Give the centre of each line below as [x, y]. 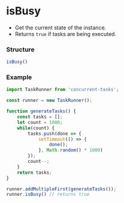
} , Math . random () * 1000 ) [70, 150]
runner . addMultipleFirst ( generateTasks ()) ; [61, 189]
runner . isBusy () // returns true [48, 195]
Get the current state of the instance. [61, 28]
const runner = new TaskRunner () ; [49, 101]
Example [19, 77]
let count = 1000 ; [40, 122]
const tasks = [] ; [40, 117]
